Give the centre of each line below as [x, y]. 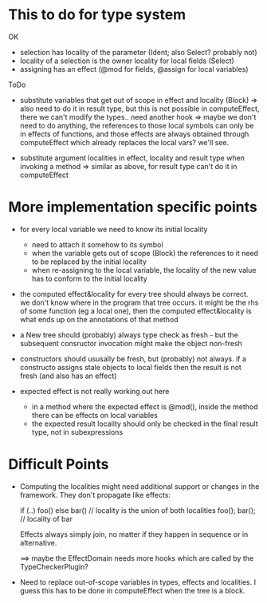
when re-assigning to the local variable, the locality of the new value [144, 270]
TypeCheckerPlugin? [54, 566]
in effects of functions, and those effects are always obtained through [134, 134]
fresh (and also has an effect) [68, 376]
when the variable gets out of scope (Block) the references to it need [145, 253]
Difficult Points [59, 465]
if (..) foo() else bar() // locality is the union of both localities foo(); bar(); [138, 510]
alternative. [38, 542]
